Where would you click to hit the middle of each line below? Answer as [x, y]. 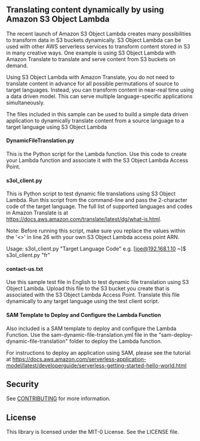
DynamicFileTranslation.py [40, 141]
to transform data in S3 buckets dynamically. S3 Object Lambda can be [94, 40]
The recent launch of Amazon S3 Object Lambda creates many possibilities [99, 34]
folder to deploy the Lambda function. [116, 341]
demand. [17, 65]
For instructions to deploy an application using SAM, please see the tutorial [99, 352]
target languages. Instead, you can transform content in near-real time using [100, 90]
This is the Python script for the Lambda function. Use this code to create [96, 154]
